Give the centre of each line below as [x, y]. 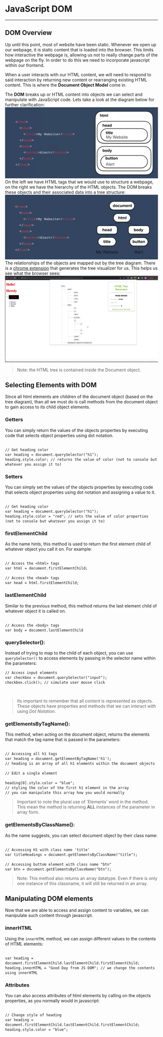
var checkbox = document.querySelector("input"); [56, 677]
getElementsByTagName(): [38, 724]
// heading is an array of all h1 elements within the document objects [80, 764]
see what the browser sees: [33, 273]
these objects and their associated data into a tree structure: [65, 192]
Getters [14, 420]
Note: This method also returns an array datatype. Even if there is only [87, 878]
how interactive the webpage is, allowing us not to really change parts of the [81, 55]
